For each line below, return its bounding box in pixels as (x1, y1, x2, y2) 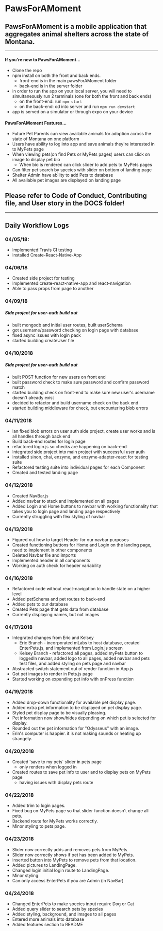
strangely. (12, 735, 33, 741)
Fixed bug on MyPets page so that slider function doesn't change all (12, 808, 149, 814)
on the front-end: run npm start (19, 98, 82, 105)
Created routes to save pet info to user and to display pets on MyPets (12, 769, 151, 775)
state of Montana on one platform (12, 136, 79, 142)
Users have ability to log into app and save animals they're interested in (12, 141, 155, 147)
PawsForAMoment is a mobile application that (5, 22, 147, 31)
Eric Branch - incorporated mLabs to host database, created (19, 640, 140, 646)
